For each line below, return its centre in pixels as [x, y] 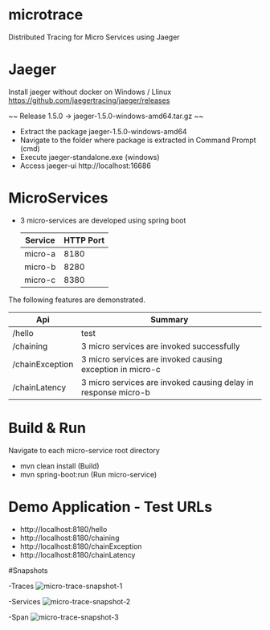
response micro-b [116, 392]
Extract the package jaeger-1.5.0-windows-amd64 [103, 131]
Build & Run [47, 428]
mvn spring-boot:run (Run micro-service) [88, 474]
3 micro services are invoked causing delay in [168, 382]
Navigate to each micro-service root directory [84, 450]
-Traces [21, 586]
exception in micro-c [121, 369]
